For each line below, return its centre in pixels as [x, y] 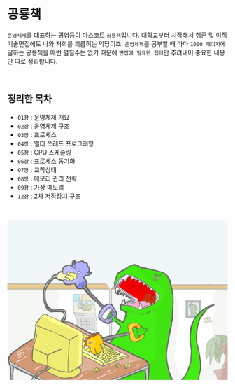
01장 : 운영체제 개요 [43, 117]
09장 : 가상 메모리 [41, 187]
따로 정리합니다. [36, 61]
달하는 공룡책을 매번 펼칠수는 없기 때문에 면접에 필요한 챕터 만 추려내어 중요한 [110, 52]
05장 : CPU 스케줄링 [44, 152]
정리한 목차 [30, 99]
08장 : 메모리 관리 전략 [47, 178]
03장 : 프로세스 [37, 134]
